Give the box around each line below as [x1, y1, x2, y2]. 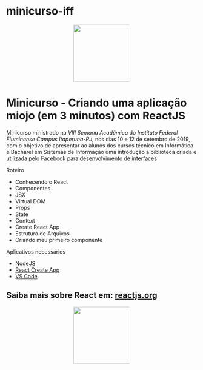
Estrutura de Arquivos [15, 229, 70, 237]
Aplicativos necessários [6, 247, 66, 255]
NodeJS [15, 260, 36, 267]
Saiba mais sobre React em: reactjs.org [6, 290, 158, 301]
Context [15, 217, 35, 224]
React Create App [15, 266, 60, 274]
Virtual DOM [15, 197, 46, 204]
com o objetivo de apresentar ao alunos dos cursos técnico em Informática [6, 141, 194, 149]
